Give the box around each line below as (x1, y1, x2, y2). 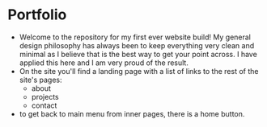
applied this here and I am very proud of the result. (19, 58, 189, 68)
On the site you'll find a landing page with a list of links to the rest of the (19, 66, 259, 76)
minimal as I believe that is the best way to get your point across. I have (19, 49, 258, 59)
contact (31, 100, 57, 110)
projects (31, 92, 59, 101)
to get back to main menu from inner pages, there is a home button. (19, 109, 245, 118)
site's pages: (19, 75, 62, 84)
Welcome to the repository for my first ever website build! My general (19, 32, 252, 42)
